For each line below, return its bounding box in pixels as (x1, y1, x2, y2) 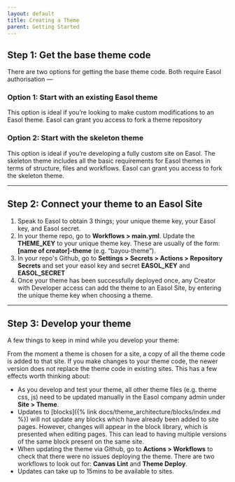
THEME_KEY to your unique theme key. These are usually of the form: (17, 239, 220, 247)
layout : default (7, 10, 55, 17)
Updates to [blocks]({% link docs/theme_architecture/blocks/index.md (17, 408, 221, 416)
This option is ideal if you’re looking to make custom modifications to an (7, 108, 215, 117)
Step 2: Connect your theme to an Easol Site (7, 198, 203, 210)
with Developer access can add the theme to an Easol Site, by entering (17, 284, 222, 292)
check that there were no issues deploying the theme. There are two (17, 452, 215, 461)
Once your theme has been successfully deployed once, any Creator (17, 276, 216, 284)
